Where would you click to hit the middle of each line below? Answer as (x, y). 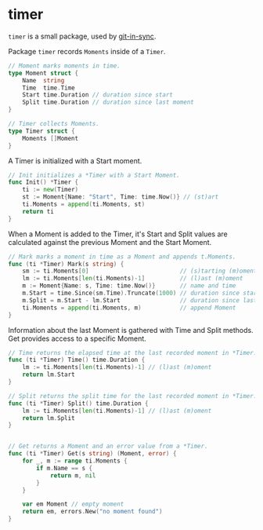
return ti (38, 211)
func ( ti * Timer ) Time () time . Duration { (77, 360)
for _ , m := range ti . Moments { (75, 461)
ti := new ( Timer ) (50, 190)
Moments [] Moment (50, 138)
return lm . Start (49, 375)
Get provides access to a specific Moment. (77, 338)
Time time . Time (49, 88)
